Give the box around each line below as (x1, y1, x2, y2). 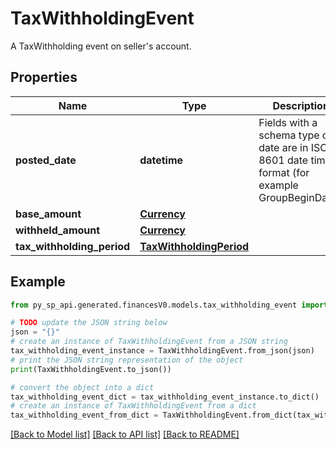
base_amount (15, 207, 82, 221)
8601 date (258, 153, 309, 167)
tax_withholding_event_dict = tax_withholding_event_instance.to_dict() (10, 392, 320, 402)
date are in (258, 140, 309, 154)
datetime (139, 153, 184, 167)
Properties (10, 69, 78, 86)
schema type (258, 128, 320, 142)
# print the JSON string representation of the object (10, 355, 244, 365)
